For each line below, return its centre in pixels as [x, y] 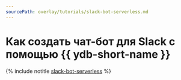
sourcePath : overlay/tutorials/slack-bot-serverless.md [77, 12]
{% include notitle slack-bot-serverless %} [59, 71]
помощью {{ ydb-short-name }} [88, 54]
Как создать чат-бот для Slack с [91, 41]
